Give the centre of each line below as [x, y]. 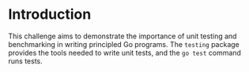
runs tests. [26, 61]
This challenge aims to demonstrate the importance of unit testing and [123, 36]
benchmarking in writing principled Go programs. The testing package [124, 44]
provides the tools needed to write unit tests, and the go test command [124, 52]
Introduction [50, 14]
